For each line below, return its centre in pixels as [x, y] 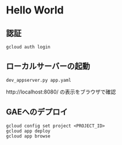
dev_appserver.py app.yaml [39, 80]
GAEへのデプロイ [37, 112]
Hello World [35, 10]
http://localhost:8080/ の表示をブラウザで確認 [61, 92]
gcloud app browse [28, 136]
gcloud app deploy [28, 131]
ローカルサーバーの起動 [48, 66]
